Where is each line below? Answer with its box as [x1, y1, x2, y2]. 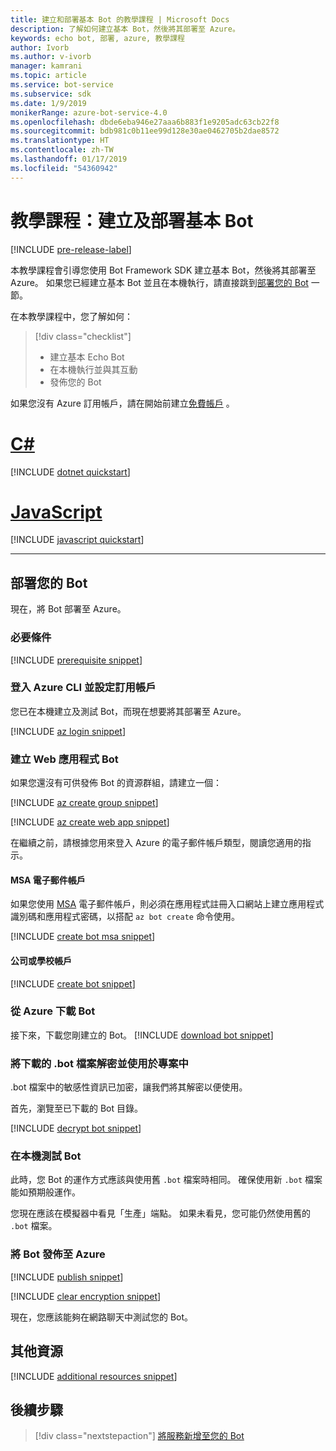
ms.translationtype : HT [10, 136, 110, 146]
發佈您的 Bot [49, 376, 102, 388]
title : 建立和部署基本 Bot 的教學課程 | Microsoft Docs [10, 14, 230, 25]
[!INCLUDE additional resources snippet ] [10, 1370, 178, 1382]
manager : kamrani [10, 61, 83, 71]
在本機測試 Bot [10, 1149, 82, 1163]
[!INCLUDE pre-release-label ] [10, 243, 132, 255]
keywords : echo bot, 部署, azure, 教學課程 [10, 33, 185, 43]
